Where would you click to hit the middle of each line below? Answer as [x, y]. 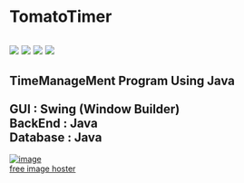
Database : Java [56, 137]
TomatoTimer [61, 17]
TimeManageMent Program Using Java [122, 80]
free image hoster [43, 169]
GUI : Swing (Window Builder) [95, 109]
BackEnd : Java [54, 123]
